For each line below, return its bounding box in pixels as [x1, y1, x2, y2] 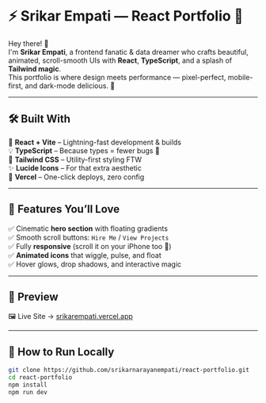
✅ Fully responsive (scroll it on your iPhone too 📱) [8, 241, 172, 251]
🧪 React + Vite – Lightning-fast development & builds [8, 137, 182, 147]
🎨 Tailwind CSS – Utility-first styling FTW [8, 155, 142, 164]
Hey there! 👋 [8, 38, 49, 48]
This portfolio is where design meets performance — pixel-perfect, [8, 72, 226, 82]
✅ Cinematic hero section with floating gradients [8, 224, 169, 233]
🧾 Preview [8, 290, 59, 303]
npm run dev [8, 388, 47, 396]
